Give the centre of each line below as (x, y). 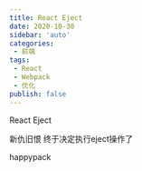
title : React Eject (46, 18)
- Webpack (32, 77)
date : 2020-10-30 (42, 26)
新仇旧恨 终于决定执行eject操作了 (71, 138)
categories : (32, 43)
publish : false (38, 94)
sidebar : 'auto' (40, 35)
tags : (19, 60)
